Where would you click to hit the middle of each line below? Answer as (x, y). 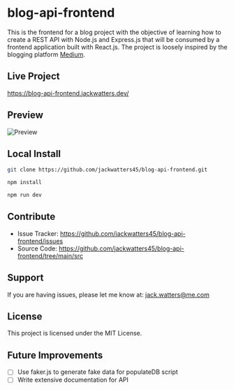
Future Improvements (55, 355)
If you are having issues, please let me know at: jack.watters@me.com (108, 294)
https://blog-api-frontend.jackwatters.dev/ (68, 93)
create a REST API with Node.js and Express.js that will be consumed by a (114, 39)
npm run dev (24, 195)
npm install (24, 183)
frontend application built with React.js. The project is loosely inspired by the (118, 47)
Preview (25, 115)
